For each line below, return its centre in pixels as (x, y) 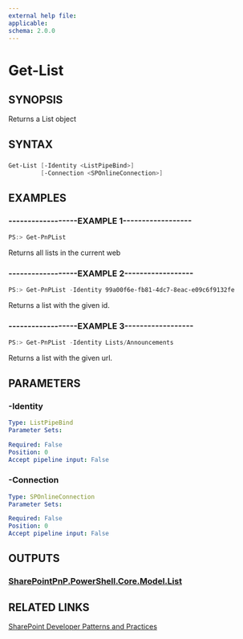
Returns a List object (43, 119)
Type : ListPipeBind (41, 423)
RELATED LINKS (49, 607)
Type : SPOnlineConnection (51, 497)
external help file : (43, 16)
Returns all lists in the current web (65, 253)
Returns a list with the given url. (61, 358)
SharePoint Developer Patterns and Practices (83, 627)
